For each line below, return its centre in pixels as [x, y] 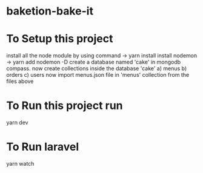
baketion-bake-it [50, 11]
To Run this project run [65, 106]
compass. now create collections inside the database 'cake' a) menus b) [97, 68]
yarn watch [20, 164]
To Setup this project [60, 39]
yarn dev [17, 123]
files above [20, 81]
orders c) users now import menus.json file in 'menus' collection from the [98, 75]
